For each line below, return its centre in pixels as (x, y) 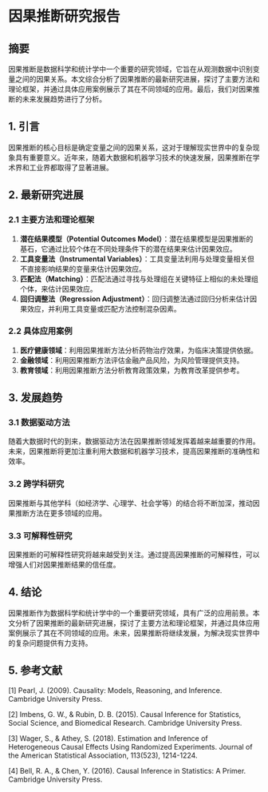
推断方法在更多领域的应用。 (60, 513)
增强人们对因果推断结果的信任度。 (64, 565)
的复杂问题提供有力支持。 (50, 643)
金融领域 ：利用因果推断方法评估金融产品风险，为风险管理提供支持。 (132, 360)
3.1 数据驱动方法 (39, 423)
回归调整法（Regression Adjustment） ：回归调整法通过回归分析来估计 (135, 298)
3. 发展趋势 (35, 398)
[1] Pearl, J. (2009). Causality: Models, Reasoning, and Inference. (115, 690)
